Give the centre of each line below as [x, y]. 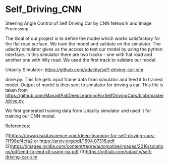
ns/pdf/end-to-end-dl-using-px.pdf [42, 151]
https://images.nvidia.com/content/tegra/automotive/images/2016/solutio [87, 146]
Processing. [18, 28]
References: [18, 126]
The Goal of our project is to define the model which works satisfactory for [83, 38]
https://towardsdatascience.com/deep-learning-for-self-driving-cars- [82, 135]
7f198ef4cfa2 [19, 141]
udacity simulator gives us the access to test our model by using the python [84, 49]
